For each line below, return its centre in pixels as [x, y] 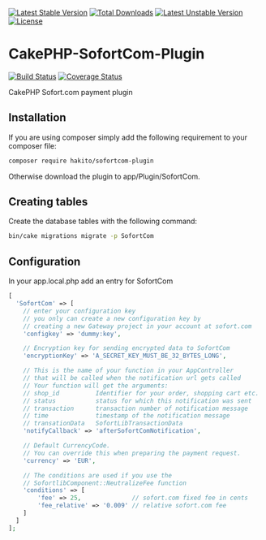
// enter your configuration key [79, 311]
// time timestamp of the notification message [127, 416]
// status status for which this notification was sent [137, 401]
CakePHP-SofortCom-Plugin [107, 54]
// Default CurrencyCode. [67, 446]
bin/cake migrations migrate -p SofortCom [81, 236]
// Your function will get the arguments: [96, 386]
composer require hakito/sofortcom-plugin [81, 161]
